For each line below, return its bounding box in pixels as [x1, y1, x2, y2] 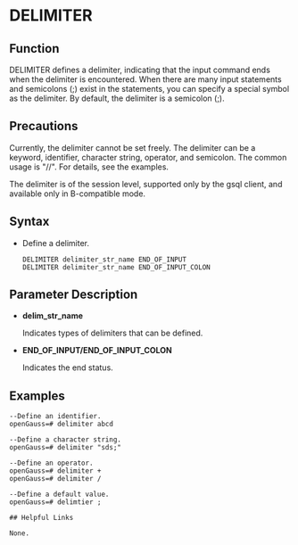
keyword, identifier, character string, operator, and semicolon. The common [9, 152, 287, 162]
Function [9, 41, 60, 56]
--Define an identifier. [9, 412, 102, 421]
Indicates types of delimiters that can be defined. [21, 327, 203, 339]
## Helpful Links [9, 514, 74, 523]
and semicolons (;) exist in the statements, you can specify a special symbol [9, 84, 290, 94]
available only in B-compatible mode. [9, 188, 145, 199]
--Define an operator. [9, 458, 94, 468]
